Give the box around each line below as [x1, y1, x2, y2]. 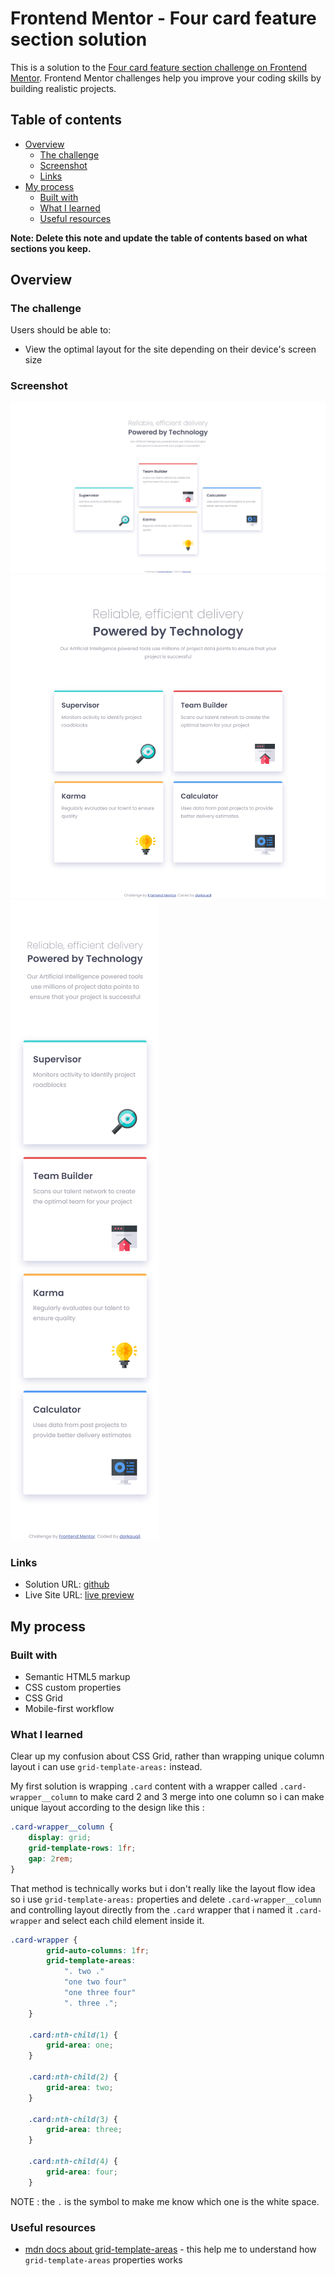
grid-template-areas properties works [24, 2253, 183, 2266]
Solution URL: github [24, 1578, 110, 1591]
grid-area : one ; [46, 2040, 114, 2051]
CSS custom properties [24, 1682, 122, 1693]
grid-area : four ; [46, 2167, 118, 2177]
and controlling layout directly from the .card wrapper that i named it [10, 1903, 293, 1916]
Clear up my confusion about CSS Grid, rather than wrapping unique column [10, 1750, 325, 1762]
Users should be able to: [10, 324, 112, 336]
